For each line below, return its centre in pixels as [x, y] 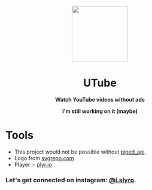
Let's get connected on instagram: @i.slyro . [71, 180]
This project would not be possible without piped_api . [80, 152]
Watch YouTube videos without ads [100, 99]
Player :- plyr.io [33, 164]
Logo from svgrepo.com [44, 158]
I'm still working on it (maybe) [100, 111]
